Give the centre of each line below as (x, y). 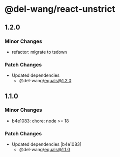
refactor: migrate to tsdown (39, 52)
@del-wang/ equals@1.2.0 (45, 81)
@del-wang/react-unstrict (60, 9)
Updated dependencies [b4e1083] (46, 144)
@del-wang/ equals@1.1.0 (45, 150)
